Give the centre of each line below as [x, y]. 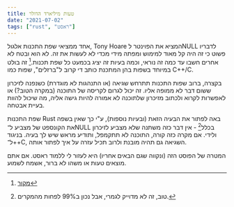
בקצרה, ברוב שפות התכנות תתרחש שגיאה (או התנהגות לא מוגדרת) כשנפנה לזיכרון [115, 83]
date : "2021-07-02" [36, 20]
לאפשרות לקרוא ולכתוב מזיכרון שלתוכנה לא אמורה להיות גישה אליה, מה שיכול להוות [117, 98]
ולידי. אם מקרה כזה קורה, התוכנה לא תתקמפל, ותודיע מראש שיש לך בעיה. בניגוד [112, 134]
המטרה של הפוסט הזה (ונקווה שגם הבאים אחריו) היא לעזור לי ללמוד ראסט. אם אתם [117, 155]
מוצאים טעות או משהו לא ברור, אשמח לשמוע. [67, 163]
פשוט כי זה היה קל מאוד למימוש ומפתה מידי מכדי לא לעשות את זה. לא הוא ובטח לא [116, 53]
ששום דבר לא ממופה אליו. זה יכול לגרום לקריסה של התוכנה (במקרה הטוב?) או [109, 90]
